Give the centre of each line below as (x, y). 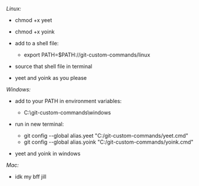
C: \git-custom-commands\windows (67, 112)
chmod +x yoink (35, 32)
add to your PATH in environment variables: (68, 101)
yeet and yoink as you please (51, 78)
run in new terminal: (39, 124)
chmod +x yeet (33, 20)
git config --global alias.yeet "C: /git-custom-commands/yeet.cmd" (106, 136)
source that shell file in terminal (53, 66)
